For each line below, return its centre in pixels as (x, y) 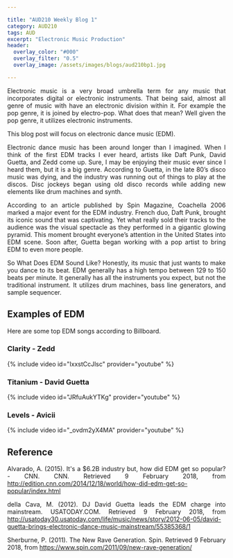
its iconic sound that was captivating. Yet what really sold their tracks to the (116, 220)
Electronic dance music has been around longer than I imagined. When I (116, 147)
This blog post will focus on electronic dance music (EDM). (91, 133)
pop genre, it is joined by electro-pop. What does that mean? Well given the (116, 113)
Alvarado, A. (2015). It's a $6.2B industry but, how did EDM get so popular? (116, 469)
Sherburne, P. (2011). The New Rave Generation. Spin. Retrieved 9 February (116, 540)
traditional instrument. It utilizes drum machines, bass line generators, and (116, 285)
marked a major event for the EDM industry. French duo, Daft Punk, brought (116, 212)
